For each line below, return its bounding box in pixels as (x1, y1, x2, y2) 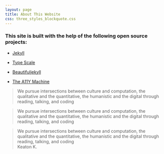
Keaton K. (17, 144, 37, 150)
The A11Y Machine (12, 78, 50, 84)
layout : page (5, 7, 32, 12)
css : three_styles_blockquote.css (5, 16, 76, 21)
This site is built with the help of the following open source (5, 32, 148, 39)
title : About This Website (5, 12, 61, 17)
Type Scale (12, 60, 35, 65)
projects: (5, 39, 27, 46)
